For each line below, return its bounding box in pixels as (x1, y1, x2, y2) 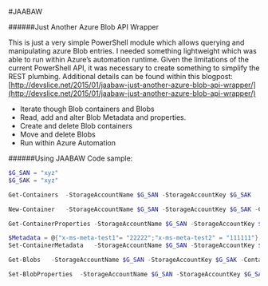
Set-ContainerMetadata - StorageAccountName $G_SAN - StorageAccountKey (8, 241, 255, 250)
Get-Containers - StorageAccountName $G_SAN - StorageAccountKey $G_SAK (8, 191, 251, 199)
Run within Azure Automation (19, 138, 116, 147)
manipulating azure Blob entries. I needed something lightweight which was (8, 46, 257, 55)
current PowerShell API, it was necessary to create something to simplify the (8, 63, 260, 73)
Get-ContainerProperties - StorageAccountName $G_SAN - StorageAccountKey (8, 220, 255, 228)
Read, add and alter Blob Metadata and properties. (19, 113, 187, 122)
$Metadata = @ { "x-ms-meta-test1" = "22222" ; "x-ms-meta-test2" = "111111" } (8, 234, 259, 242)
